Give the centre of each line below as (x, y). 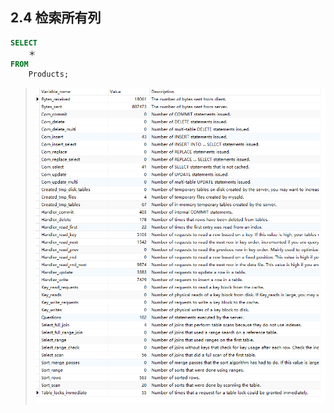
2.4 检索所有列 (56, 18)
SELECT (24, 43)
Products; (49, 74)
